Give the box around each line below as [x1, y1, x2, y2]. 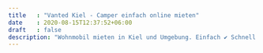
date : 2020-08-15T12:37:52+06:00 [8, 19, 133, 26]
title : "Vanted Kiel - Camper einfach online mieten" [8, 11, 200, 19]
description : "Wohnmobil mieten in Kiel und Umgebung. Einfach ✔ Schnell [8, 33, 257, 41]
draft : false [8, 26, 62, 34]
